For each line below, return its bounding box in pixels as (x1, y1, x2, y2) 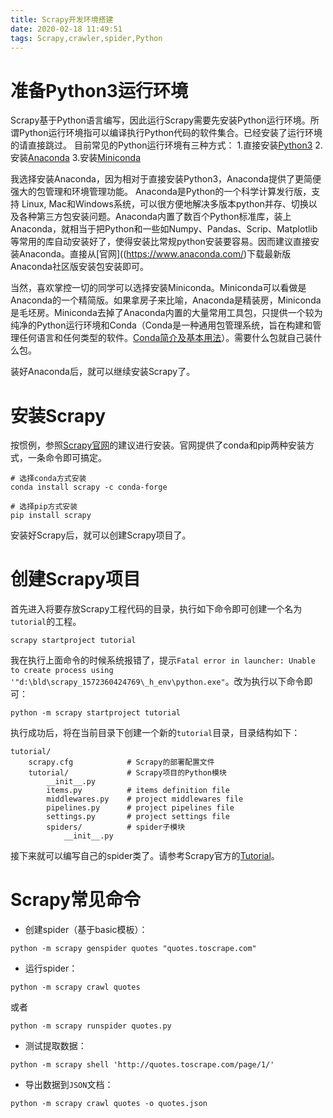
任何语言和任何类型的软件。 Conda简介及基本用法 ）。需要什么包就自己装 (18, 332, 314, 344)
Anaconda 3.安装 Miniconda (28, 152, 141, 164)
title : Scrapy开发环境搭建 (10, 14, 114, 25)
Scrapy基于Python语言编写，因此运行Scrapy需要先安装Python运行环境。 (10, 114, 311, 126)
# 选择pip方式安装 (10, 502, 78, 512)
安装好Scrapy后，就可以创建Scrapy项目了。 (10, 529, 192, 541)
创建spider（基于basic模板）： (24, 924, 148, 936)
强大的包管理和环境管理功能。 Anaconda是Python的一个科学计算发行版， (10, 186, 312, 198)
